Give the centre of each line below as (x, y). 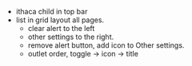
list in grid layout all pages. (60, 20)
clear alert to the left (61, 28)
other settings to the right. (71, 37)
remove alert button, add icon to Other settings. (106, 45)
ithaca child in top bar (52, 12)
